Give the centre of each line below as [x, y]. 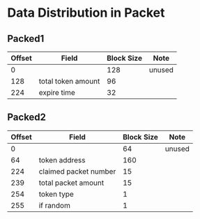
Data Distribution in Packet [86, 13]
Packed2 [27, 118]
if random [55, 205]
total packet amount [71, 183]
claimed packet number [77, 171]
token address [62, 160]
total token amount [69, 81]
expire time [57, 92]
